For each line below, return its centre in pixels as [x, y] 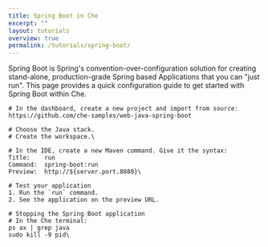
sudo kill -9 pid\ [39, 235]
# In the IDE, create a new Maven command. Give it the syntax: [118, 151]
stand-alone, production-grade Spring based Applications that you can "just [134, 77]
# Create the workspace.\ [51, 137]
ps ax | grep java [39, 228]
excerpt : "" [28, 23]
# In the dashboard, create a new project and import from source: [124, 109]
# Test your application [50, 186]
